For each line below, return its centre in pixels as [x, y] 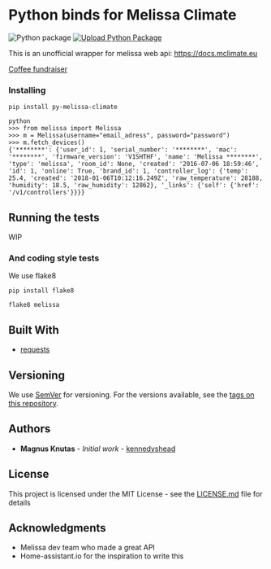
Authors [30, 429]
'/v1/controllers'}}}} [47, 193]
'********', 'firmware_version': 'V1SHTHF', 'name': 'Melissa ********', [136, 157]
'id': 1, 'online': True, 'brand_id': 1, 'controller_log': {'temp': [129, 171]
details [19, 502]
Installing [27, 90]
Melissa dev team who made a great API [88, 548]
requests [35, 350]
